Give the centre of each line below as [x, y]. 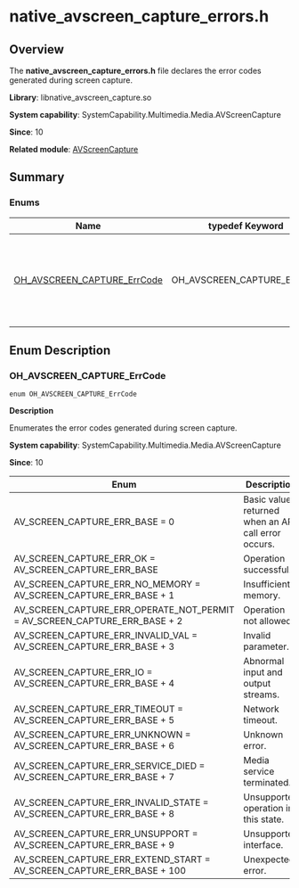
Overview [37, 49]
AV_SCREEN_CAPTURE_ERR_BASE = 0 [94, 522]
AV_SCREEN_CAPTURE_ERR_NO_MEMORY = [107, 584]
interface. [263, 845]
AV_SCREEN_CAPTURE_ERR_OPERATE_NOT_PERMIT [124, 610]
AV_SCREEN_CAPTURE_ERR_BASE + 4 [94, 684]
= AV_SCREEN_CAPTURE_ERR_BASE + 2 [98, 621]
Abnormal [264, 662]
